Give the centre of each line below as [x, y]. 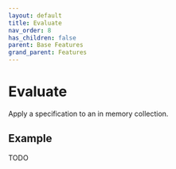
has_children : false [43, 38]
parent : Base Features [46, 45]
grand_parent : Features [48, 52]
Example [30, 138]
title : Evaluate [35, 23]
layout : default [35, 15]
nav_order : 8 [30, 30]
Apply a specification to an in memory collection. [88, 113]
